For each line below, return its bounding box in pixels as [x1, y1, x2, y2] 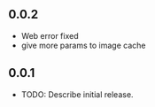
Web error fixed [20, 30, 79, 41]
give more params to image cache [20, 40, 146, 50]
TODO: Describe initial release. [20, 88, 134, 100]
